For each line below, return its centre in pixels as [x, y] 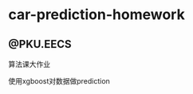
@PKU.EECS [40, 44]
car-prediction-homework [96, 15]
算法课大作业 [29, 64]
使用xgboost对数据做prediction [59, 81]
